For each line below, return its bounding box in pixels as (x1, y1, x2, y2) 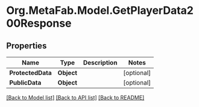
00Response (6, 16, 72, 30)
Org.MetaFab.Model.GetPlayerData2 (6, 4, 194, 18)
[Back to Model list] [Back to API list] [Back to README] (6, 94, 145, 101)
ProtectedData (9, 69, 52, 77)
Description (83, 59, 118, 66)
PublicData (9, 79, 42, 86)
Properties (6, 41, 47, 51)
